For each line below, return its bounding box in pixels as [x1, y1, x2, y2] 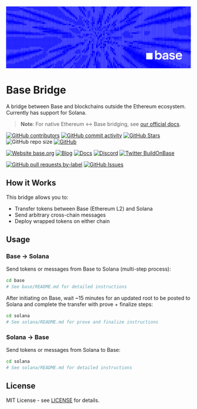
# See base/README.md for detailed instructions [6, 284, 127, 290]
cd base [6, 278, 25, 284]
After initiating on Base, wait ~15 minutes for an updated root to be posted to [6, 295, 191, 302]
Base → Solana [6, 252, 49, 260]
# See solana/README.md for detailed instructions [6, 364, 133, 371]
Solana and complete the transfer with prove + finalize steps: [6, 301, 154, 308]
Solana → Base [6, 333, 49, 341]
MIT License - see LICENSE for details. [6, 397, 100, 404]
